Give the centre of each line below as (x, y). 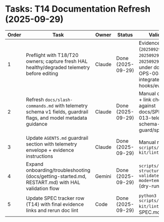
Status (125, 35)
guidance (37, 124)
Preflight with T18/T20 (52, 55)
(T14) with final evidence (55, 204)
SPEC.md (150, 212)
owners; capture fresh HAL (57, 61)
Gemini (103, 176)
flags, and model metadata (57, 118)
